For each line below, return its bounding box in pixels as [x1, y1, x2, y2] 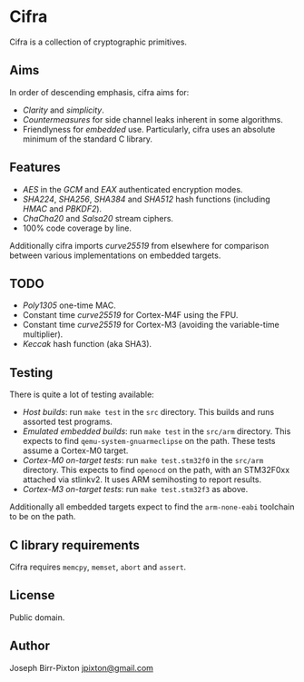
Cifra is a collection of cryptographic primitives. [9, 36, 188, 47]
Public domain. [9, 611, 65, 623]
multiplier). [22, 329, 64, 340]
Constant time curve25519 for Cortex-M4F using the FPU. [22, 310, 239, 321]
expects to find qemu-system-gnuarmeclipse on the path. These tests [22, 436, 276, 447]
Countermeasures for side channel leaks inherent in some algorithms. [22, 114, 283, 124]
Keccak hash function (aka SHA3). [22, 339, 152, 350]
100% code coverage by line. [22, 222, 132, 233]
